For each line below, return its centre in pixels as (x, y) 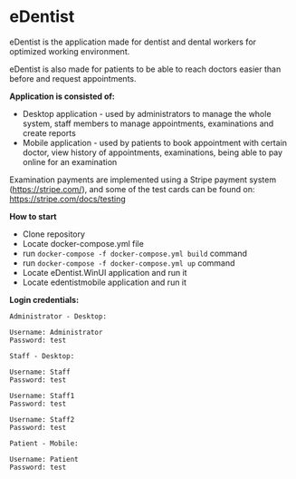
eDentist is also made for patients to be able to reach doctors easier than (145, 69)
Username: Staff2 (42, 419)
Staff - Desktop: (42, 356)
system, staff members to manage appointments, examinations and (148, 123)
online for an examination (70, 161)
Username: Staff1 (42, 396)
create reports (49, 132)
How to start (33, 216)
